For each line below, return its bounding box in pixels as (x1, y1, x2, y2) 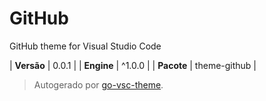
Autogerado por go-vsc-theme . (33, 78, 164, 91)
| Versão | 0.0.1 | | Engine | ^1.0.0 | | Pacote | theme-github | (9, 59, 257, 71)
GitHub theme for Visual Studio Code (9, 40, 162, 52)
